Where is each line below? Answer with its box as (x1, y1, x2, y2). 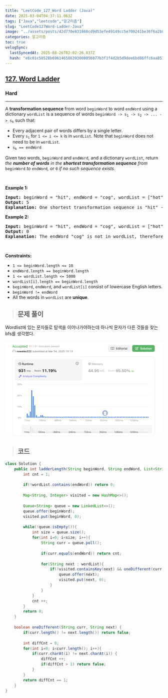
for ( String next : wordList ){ (40, 561, 104, 566)
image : (5, 29, 19, 35)
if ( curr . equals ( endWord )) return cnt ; (40, 551, 122, 556)
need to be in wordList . (12, 139, 60, 145)
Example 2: (5, 214, 29, 220)
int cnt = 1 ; (23, 472, 50, 477)
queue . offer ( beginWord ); (23, 508, 75, 514)
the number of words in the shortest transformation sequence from (5, 160, 148, 166)
